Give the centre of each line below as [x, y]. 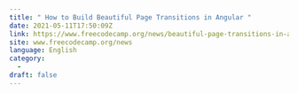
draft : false [33, 75]
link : [19, 34]
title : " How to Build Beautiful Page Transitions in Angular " [130, 17]
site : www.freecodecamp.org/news [71, 42]
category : [27, 58]
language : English [43, 50]
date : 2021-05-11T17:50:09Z [61, 26]
